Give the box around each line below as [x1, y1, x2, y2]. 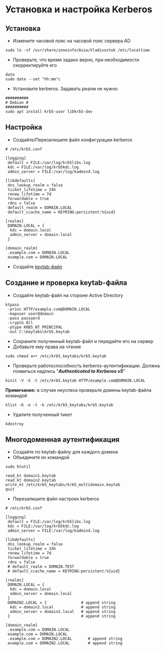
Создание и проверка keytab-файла [5, 279, 127, 287]
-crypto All [7, 320, 33, 325]
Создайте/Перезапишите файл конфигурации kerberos [12, 136, 133, 142]
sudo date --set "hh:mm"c [5, 77, 60, 82]
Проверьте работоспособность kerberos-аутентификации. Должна [12, 363, 160, 369]
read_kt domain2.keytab [5, 478, 56, 483]
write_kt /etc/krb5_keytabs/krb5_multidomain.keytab [5, 482, 120, 487]
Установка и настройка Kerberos [5, 4, 153, 15]
